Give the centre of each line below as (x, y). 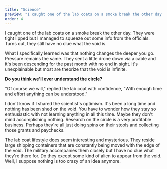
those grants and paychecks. (35, 130)
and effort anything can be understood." (46, 94)
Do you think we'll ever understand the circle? (54, 79)
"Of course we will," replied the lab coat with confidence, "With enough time (84, 89)
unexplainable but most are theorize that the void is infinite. (66, 69)
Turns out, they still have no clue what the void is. (56, 44)
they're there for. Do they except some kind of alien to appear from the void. (83, 156)
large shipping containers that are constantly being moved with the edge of (83, 145)
